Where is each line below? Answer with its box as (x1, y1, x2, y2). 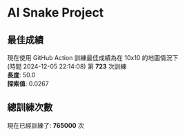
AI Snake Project (7, 5, 104, 21)
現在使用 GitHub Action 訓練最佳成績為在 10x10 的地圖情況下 (7, 54, 179, 61)
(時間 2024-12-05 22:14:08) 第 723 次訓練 (7, 62, 127, 70)
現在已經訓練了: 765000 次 (7, 121, 84, 129)
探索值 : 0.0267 (7, 79, 50, 88)
